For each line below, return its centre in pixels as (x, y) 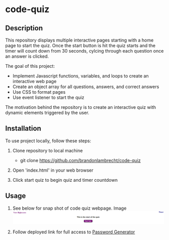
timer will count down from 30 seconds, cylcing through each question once (84, 51)
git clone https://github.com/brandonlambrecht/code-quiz (80, 160)
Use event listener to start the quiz (48, 97)
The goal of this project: (30, 66)
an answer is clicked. (27, 56)
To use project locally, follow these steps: (48, 141)
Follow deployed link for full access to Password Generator (74, 232)
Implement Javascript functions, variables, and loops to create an (80, 76)
